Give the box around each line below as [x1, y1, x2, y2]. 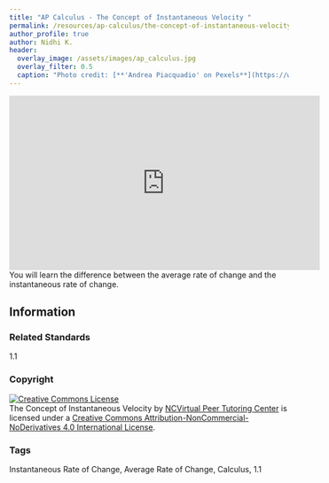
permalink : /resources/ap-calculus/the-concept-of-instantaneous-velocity [9, 21, 292, 30]
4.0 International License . [62, 422, 156, 432]
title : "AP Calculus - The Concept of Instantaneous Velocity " [9, 12, 252, 22]
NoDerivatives [9, 422, 61, 432]
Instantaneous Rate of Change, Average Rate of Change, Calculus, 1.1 [9, 464, 262, 475]
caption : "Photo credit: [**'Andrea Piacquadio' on [17, 71, 213, 80]
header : [9, 46, 38, 55]
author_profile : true [9, 29, 90, 38]
